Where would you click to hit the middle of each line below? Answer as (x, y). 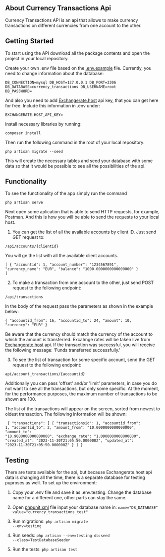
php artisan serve (24, 203)
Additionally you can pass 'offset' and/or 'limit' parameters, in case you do (81, 383)
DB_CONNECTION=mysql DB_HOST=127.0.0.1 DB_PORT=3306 (61, 82)
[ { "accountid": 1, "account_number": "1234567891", (62, 265)
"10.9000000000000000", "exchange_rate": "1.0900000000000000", (73, 436)
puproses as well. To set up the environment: (51, 483)
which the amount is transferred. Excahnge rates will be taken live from (78, 340)
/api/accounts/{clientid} (32, 246)
